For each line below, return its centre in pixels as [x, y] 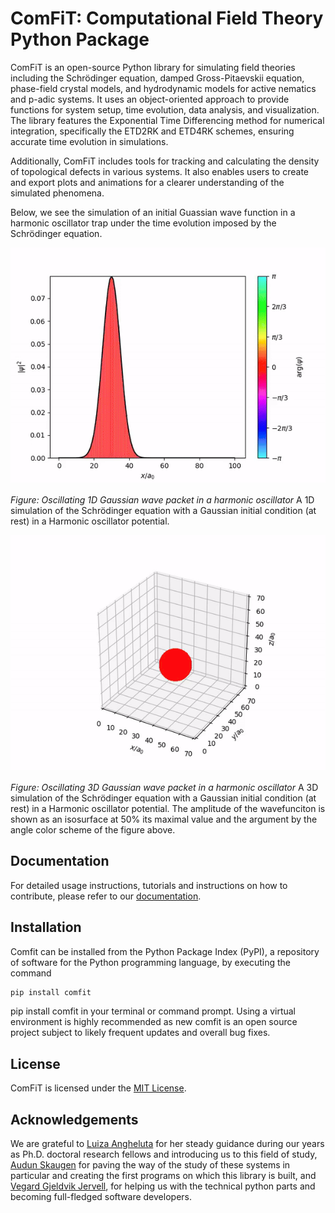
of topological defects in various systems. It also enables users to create [159, 171]
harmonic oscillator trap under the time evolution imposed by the [143, 223]
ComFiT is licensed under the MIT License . [98, 1088]
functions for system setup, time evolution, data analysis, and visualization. [165, 109]
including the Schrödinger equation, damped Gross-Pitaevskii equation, [157, 78]
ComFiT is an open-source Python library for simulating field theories [153, 67]
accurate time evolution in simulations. [89, 141]
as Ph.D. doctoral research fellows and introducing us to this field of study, [164, 1154]
